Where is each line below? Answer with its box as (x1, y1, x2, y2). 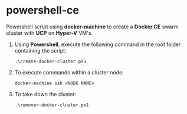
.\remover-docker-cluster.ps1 (14, 102, 90, 108)
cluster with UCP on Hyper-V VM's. (6, 29, 93, 36)
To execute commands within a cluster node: (14, 69, 124, 76)
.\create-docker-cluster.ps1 (14, 58, 87, 64)
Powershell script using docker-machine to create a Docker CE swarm (6, 23, 179, 30)
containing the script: (14, 47, 67, 54)
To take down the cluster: (14, 90, 77, 97)
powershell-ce (6, 4, 80, 17)
